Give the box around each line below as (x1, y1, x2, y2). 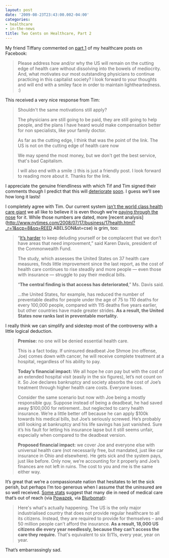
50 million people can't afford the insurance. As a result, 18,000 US (17, 521, 159, 527)
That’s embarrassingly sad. (5, 547, 62, 553)
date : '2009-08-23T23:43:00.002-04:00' (5, 12, 90, 17)
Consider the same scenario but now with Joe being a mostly (17, 394, 146, 400)
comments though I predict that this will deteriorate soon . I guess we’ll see (5, 188, 160, 194)
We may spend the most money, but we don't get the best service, (17, 153, 157, 158)
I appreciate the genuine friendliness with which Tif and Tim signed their (5, 183, 156, 189)
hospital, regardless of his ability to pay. (17, 359, 101, 364)
